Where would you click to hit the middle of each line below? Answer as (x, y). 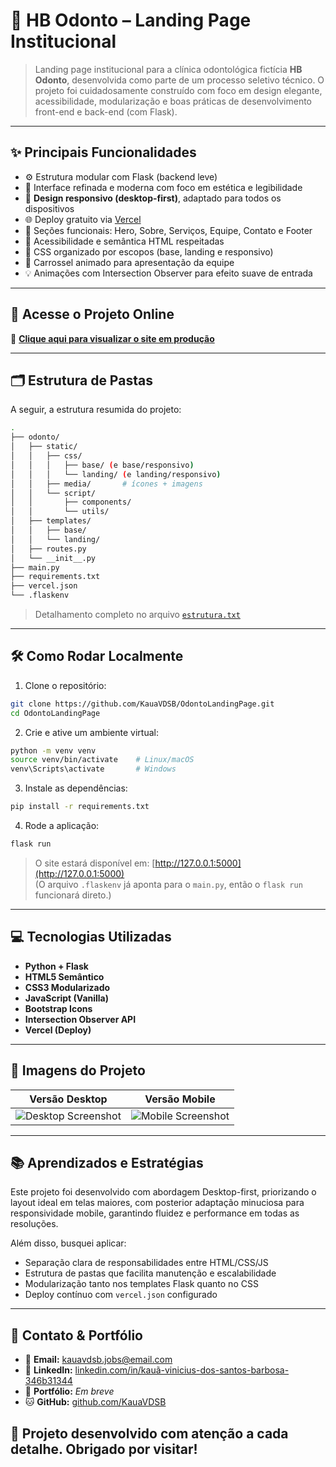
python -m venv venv (53, 750)
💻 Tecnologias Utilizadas (91, 937)
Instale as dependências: (76, 788)
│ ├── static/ (44, 447)
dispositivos (49, 208)
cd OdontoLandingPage (55, 713)
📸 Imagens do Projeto (78, 1070)
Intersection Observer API (80, 1019)
